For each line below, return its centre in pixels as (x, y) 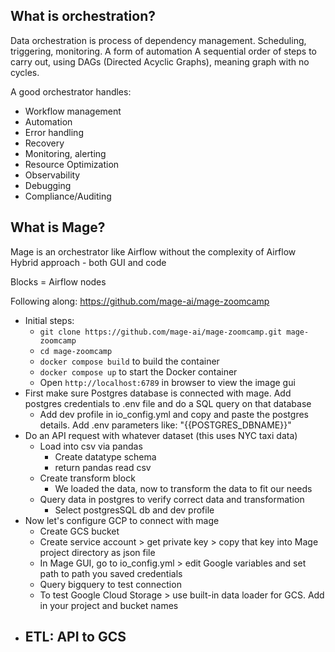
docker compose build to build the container (129, 361)
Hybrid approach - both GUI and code (88, 262)
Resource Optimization (72, 164)
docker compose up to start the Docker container (138, 371)
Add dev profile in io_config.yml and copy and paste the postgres (174, 414)
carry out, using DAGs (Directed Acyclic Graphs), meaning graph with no (160, 61)
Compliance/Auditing (68, 196)
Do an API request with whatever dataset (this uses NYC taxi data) (161, 435)
